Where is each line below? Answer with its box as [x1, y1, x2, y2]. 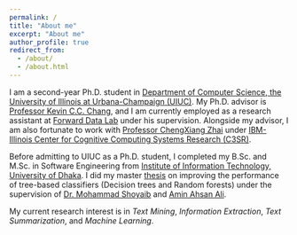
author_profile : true [9, 37, 90, 47]
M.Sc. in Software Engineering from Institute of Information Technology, [9, 161, 272, 171]
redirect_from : [9, 46, 66, 55]
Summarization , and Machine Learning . [9, 215, 154, 226]
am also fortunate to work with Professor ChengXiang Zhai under [9, 124, 247, 135]
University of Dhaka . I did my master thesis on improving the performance [9, 169, 279, 180]
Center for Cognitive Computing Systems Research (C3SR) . [34, 134, 252, 145]
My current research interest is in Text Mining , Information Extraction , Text [9, 206, 282, 216]
